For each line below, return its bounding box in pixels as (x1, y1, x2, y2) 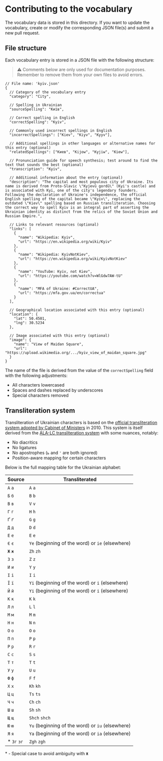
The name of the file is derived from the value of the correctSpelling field (5, 367, 153, 373)
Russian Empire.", (5, 213, 42, 218)
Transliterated (63, 476, 97, 483)
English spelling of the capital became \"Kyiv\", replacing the (5, 196, 140, 201)
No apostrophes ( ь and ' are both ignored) (12, 450, 98, 455)
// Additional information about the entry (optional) (9, 175, 123, 180)
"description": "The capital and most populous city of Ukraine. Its (9, 179, 153, 184)
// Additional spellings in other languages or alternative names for (9, 141, 156, 146)
